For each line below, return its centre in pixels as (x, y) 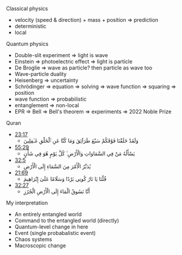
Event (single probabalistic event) (55, 233)
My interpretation (27, 203)
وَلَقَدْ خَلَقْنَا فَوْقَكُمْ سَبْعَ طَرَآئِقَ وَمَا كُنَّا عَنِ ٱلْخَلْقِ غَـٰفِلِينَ (81, 140)
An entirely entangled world (48, 214)
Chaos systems (33, 239)
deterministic (31, 26)
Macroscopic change (40, 246)
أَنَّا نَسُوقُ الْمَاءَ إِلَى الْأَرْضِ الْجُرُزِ (56, 191)
